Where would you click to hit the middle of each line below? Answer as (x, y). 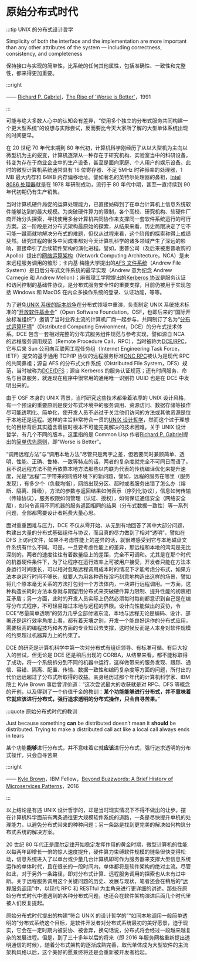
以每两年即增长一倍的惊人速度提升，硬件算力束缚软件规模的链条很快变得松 (96, 851)
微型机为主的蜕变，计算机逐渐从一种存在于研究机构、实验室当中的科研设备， (98, 155)
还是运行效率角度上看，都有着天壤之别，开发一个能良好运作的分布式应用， (101, 620)
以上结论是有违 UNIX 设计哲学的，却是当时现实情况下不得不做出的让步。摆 (96, 810)
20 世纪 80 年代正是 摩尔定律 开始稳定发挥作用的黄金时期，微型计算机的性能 (97, 844)
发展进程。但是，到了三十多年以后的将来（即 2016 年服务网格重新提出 (101, 937)
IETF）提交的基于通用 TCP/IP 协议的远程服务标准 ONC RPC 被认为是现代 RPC (98, 356)
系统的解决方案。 (37, 832)
